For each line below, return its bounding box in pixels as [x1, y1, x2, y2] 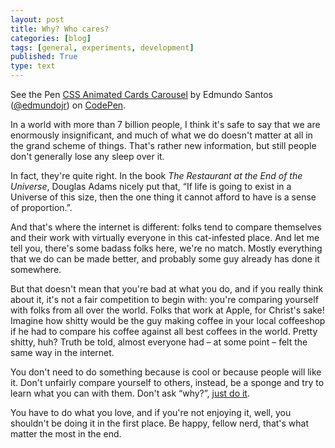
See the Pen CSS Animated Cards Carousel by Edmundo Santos [10, 89, 274, 100]
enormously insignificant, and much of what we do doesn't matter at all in [10, 129, 313, 141]
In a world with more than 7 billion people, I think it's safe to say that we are [10, 119, 321, 130]
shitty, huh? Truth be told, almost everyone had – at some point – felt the [10, 336, 308, 348]
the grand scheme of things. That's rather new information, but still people [10, 140, 317, 151]
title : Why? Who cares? [10, 24, 110, 34]
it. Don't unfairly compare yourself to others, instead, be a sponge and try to [10, 377, 325, 388]
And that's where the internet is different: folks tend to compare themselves [10, 221, 322, 233]
